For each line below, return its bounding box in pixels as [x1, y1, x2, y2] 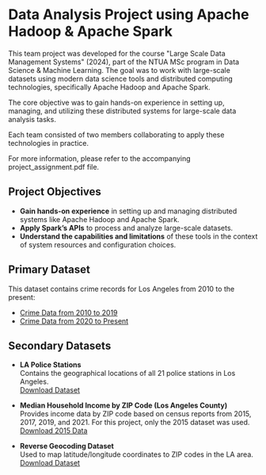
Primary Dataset [8, 263, 91, 277]
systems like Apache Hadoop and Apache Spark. [19, 214, 180, 224]
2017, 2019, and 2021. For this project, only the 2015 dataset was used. [19, 418, 250, 427]
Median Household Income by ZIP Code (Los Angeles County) [19, 400, 228, 410]
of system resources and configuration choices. [19, 239, 177, 249]
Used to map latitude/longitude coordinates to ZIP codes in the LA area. [19, 450, 253, 459]
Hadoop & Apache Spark [8, 22, 173, 40]
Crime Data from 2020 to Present [19, 316, 129, 326]
